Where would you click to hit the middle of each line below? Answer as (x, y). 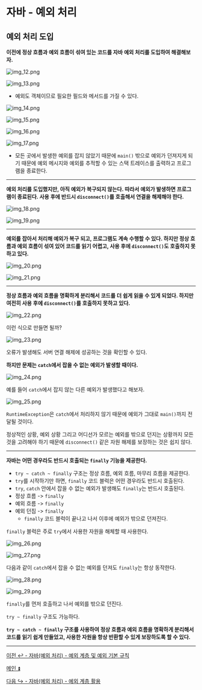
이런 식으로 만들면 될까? (34, 327)
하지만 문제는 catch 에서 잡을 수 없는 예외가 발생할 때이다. (72, 365)
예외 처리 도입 (30, 37)
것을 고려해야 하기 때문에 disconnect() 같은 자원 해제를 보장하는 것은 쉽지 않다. (99, 442)
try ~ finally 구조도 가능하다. (43, 617)
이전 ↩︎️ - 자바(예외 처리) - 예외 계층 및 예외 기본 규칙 (68, 655)
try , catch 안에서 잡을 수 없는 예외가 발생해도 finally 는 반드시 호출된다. (100, 488)
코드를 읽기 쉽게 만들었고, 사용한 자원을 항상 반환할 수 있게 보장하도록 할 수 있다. (98, 637)
